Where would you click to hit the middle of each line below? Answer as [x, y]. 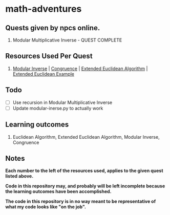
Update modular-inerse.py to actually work [58, 108]
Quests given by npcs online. [53, 28]
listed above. [19, 176]
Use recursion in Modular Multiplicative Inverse [62, 102]
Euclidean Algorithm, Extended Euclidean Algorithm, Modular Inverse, [86, 137]
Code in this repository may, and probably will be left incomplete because [85, 186]
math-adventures [44, 9]
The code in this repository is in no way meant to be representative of [81, 201]
